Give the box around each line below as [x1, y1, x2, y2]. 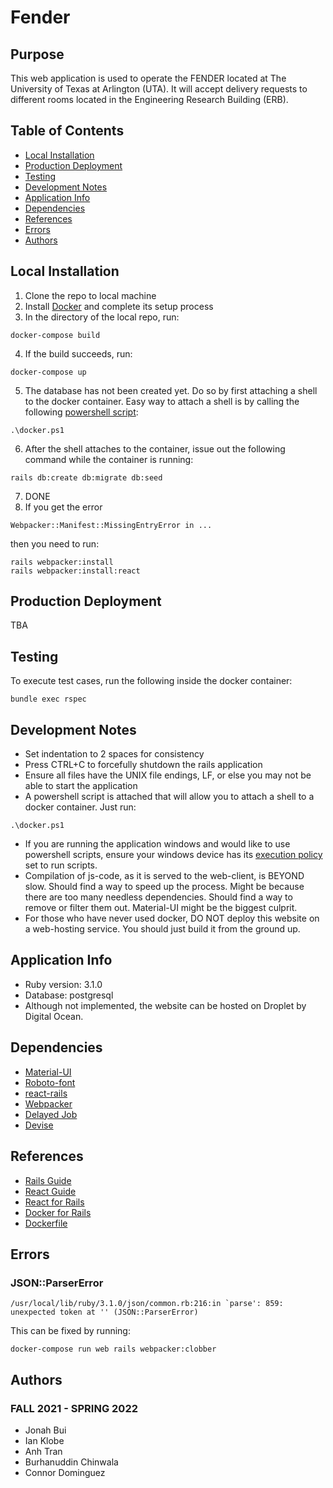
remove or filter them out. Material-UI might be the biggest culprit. [24, 902, 298, 914]
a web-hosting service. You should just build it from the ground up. [24, 923, 301, 935]
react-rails [24, 1087, 68, 1099]
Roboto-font [24, 1076, 76, 1088]
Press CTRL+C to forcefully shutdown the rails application [24, 759, 263, 771]
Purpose [10, 46, 65, 63]
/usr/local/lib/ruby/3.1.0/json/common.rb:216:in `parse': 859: [10, 1299, 284, 1309]
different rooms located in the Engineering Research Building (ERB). [10, 94, 289, 105]
